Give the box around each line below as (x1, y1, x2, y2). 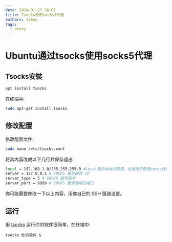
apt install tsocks (5, 86, 47, 91)
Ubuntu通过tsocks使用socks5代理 (5, 50, 153, 62)
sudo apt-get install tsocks (5, 106, 68, 111)
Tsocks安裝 (5, 72, 42, 81)
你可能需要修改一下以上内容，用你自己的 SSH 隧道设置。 (5, 190, 125, 197)
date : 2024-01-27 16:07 (5, 7, 56, 13)
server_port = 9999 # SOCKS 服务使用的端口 (5, 181, 94, 186)
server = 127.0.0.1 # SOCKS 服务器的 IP (5, 171, 90, 177)
